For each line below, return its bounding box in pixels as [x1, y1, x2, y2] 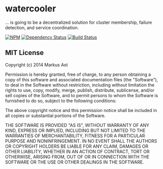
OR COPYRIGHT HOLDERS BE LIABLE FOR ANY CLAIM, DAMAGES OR [5, 143, 149, 149]
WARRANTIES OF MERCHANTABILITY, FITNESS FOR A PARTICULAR [5, 132, 145, 139]
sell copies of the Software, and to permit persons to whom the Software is [5, 92, 159, 98]
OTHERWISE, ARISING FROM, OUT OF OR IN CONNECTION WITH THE [5, 154, 150, 160]
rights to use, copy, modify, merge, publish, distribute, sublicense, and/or [5, 87, 155, 93]
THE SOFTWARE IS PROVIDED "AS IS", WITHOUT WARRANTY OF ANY [5, 122, 150, 128]
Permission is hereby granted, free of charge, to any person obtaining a [5, 71, 151, 77]
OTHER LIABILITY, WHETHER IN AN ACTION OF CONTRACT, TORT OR [5, 148, 150, 154]
